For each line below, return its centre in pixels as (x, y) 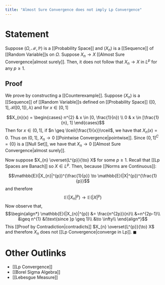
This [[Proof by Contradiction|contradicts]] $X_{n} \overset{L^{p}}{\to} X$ (80, 227)
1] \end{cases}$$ (87, 123)
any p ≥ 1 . (15, 68)
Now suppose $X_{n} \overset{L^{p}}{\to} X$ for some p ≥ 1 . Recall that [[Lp (82, 160)
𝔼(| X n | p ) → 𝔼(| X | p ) (83, 197)
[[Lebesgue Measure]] (35, 278)
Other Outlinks (36, 253)
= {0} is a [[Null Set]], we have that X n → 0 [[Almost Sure (63, 145)
